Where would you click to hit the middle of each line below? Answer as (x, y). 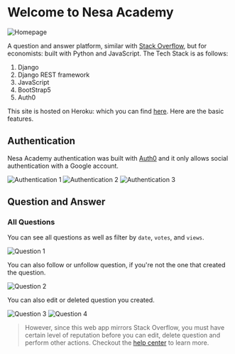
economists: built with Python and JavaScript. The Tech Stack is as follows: (118, 53)
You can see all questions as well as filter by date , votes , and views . (106, 237)
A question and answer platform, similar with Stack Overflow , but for (107, 45)
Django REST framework (54, 75)
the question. (27, 273)
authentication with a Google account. (63, 166)
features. (21, 119)
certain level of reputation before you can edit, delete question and (122, 336)
